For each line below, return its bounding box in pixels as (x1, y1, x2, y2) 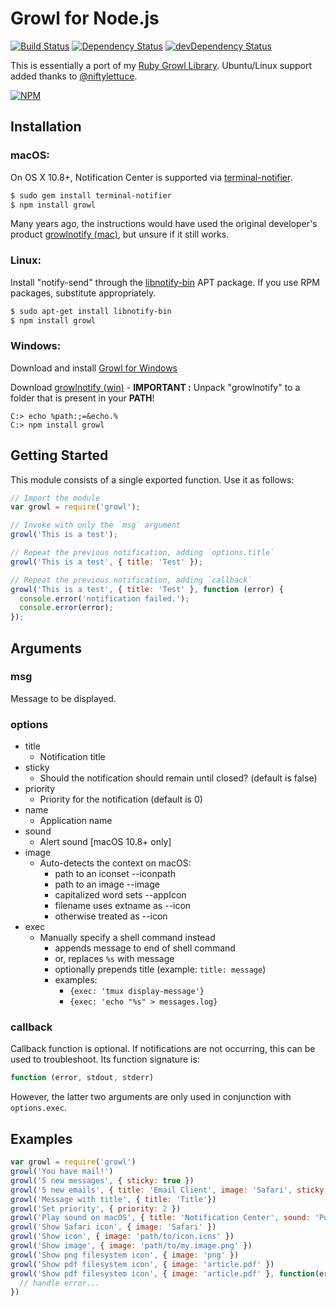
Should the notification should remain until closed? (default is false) (39, 772, 318, 784)
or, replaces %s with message (54, 953, 175, 965)
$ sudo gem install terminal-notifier (10, 190, 172, 201)
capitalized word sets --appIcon (54, 889, 187, 901)
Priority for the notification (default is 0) (39, 793, 203, 806)
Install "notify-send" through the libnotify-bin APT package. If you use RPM (10, 276, 320, 288)
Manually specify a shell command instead (39, 932, 216, 944)
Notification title (39, 751, 106, 763)
